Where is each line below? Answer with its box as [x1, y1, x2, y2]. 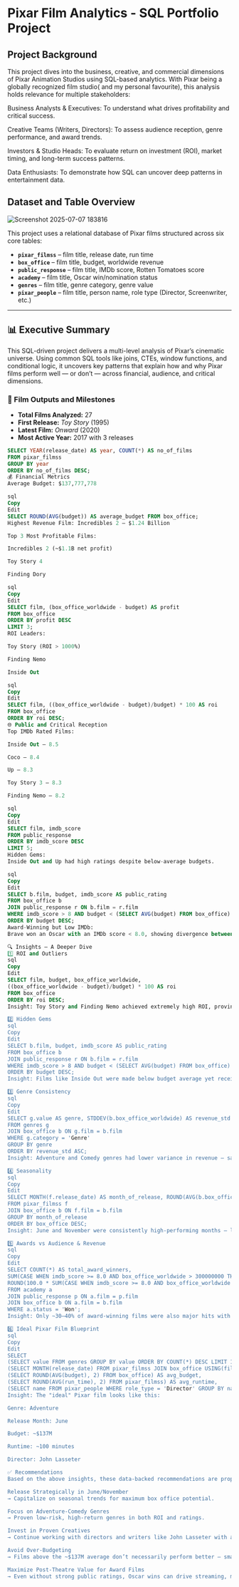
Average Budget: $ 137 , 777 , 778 [7, 480, 97, 487]
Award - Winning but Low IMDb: [7, 924, 94, 931]
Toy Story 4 [7, 558, 43, 566]
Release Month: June [7, 1417, 69, 1425]
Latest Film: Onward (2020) [17, 425, 100, 434]
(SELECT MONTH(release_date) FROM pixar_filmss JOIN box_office [7, 1365, 202, 1373]
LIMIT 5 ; [7, 845, 33, 852]
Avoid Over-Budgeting [7, 1547, 72, 1554]
